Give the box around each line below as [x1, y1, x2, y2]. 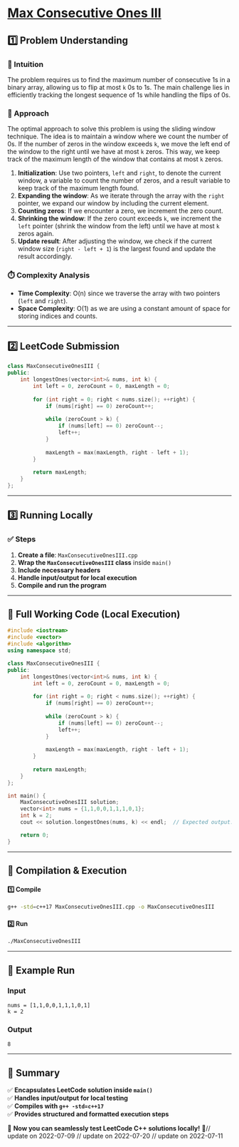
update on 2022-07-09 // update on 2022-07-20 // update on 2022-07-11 [7, 1132, 223, 1140]
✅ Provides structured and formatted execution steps [7, 1110, 169, 1118]
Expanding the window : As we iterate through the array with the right [17, 191, 225, 200]
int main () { [7, 792, 46, 800]
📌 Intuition [7, 59, 44, 69]
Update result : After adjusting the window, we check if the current [17, 237, 213, 245]
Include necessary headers [17, 566, 101, 574]
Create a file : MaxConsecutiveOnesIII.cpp [17, 551, 138, 559]
